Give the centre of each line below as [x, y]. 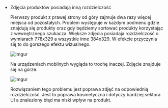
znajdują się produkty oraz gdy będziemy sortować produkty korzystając [87, 28]
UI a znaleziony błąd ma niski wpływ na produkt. [61, 100]
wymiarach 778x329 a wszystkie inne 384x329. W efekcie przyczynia [83, 39]
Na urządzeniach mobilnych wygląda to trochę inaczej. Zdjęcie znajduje [86, 64]
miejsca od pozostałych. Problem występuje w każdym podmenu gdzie [85, 23]
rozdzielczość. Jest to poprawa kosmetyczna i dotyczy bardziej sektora [85, 94]
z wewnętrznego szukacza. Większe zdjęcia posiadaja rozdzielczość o [84, 33]
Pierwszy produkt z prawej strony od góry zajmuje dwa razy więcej [80, 17]
